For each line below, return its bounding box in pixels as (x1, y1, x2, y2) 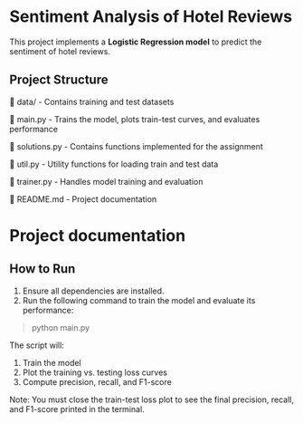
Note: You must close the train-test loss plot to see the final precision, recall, (9, 394, 294, 405)
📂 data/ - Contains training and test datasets (9, 96, 175, 107)
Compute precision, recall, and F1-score (22, 376, 172, 387)
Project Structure (9, 72, 109, 88)
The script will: (9, 340, 65, 351)
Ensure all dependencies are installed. (22, 285, 165, 296)
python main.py (31, 322, 90, 332)
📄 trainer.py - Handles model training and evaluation (9, 176, 204, 187)
